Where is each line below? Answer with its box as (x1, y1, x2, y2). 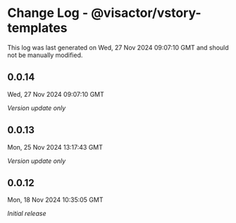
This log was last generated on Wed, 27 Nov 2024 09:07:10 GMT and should (7, 43, 229, 52)
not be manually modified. (7, 51, 83, 59)
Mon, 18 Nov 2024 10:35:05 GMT (7, 195, 104, 204)
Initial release (7, 210, 46, 218)
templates (7, 20, 68, 36)
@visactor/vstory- (90, 5, 202, 21)
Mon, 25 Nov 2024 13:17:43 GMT (7, 143, 104, 151)
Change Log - (7, 5, 89, 21)
